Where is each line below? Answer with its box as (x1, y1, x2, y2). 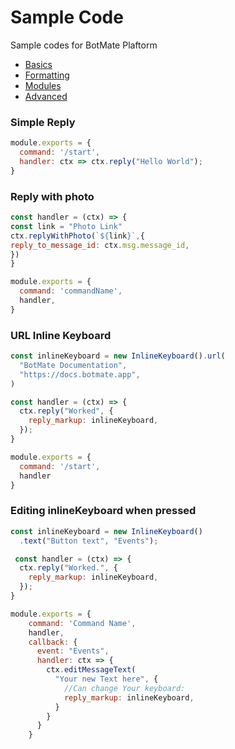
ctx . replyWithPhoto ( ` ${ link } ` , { (10, 231, 145, 241)
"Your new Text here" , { (54, 674, 159, 684)
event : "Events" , (36, 646, 110, 656)
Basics (24, 58, 53, 70)
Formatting (24, 69, 70, 81)
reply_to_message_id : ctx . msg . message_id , (10, 240, 190, 250)
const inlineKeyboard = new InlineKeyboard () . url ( (10, 351, 226, 361)
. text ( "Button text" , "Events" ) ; (19, 536, 159, 546)
